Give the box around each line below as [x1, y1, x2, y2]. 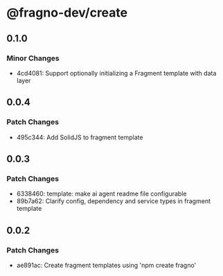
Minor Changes [6, 53, 60, 63]
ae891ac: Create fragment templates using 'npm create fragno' [16, 261, 197, 269]
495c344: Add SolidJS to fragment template [16, 133, 143, 141]
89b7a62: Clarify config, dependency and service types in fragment [16, 197, 211, 205]
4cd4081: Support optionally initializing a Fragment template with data [16, 69, 217, 77]
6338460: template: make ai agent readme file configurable [16, 189, 187, 198]
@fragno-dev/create [6, 5, 128, 21]
